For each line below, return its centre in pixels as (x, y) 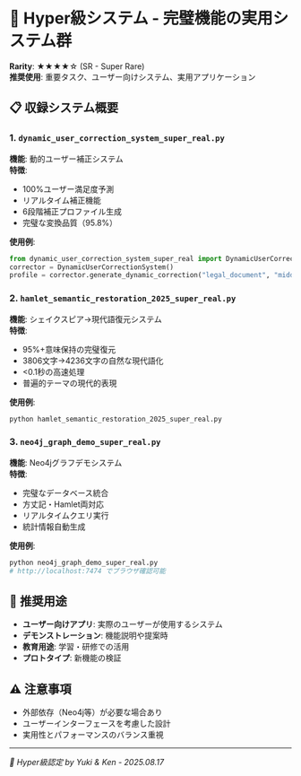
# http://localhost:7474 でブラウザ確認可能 (87, 571)
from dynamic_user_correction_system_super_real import (116, 258)
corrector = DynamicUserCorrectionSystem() (92, 267)
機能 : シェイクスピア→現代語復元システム (86, 318)
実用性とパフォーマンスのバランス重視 (93, 735)
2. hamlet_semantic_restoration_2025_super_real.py (123, 299)
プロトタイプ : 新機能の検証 (72, 658)
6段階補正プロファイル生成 (72, 211)
